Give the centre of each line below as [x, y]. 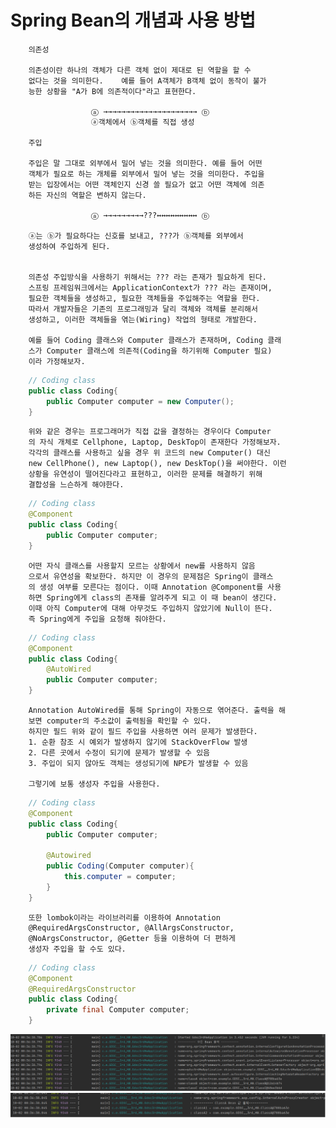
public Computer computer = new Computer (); [140, 401]
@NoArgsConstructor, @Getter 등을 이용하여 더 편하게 [132, 938]
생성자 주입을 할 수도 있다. [77, 949]
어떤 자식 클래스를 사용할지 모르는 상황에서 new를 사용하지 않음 [142, 566]
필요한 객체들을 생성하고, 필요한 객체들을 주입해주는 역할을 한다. [144, 298]
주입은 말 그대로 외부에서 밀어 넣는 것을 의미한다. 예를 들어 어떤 [145, 163]
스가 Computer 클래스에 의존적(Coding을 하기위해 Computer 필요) [150, 351]
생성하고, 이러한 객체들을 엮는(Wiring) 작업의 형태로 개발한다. [143, 319]
